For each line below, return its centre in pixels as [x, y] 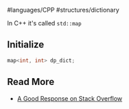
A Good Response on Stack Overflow [70, 98]
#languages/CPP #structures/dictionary [63, 10]
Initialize [26, 45]
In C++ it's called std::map [44, 23]
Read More [31, 82]
